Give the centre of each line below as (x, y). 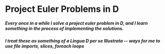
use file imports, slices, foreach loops (45, 46)
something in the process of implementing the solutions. (64, 28)
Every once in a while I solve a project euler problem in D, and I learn (77, 23)
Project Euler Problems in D (62, 9)
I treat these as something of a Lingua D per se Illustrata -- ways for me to (83, 41)
